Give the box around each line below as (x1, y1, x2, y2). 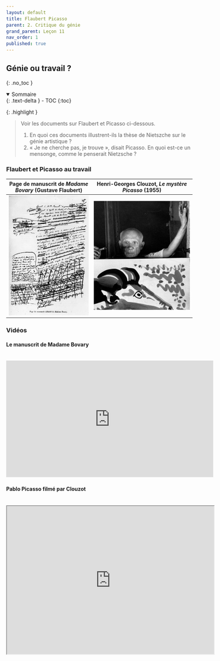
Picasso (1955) (122, 187, 161, 194)
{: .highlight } (6, 108, 38, 115)
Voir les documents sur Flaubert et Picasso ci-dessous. (20, 120, 156, 127)
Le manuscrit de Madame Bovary (6, 341, 89, 348)
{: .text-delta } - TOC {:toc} (6, 97, 72, 104)
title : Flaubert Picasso (6, 15, 67, 22)
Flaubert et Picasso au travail (6, 165, 92, 173)
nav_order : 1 (6, 34, 38, 41)
